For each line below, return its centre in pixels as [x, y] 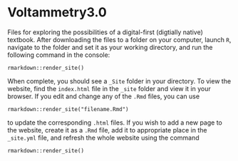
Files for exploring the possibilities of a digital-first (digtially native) [105, 32]
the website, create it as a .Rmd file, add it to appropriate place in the [107, 130]
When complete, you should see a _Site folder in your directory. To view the [119, 81]
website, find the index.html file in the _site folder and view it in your [109, 88]
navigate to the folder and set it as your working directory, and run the [110, 47]
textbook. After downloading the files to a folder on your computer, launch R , [119, 39]
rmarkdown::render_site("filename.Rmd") [68, 109]
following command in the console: [59, 55]
